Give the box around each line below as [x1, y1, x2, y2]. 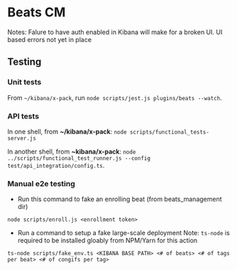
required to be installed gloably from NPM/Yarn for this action [17, 236, 198, 245]
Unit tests [7, 77, 42, 87]
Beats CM [7, 4, 66, 21]
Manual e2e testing [7, 178, 76, 188]
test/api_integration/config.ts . [7, 161, 105, 169]
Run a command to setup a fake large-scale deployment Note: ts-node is [17, 229, 231, 237]
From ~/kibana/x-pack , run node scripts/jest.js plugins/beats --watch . [7, 93, 222, 102]
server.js [7, 134, 37, 142]
